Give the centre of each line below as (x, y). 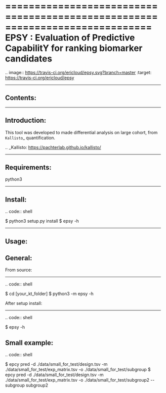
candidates (29, 59)
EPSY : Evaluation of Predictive (70, 38)
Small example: (29, 343)
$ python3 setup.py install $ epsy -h (42, 221)
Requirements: (28, 167)
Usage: (17, 241)
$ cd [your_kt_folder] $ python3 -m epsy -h (49, 294)
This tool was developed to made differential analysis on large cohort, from (82, 132)
